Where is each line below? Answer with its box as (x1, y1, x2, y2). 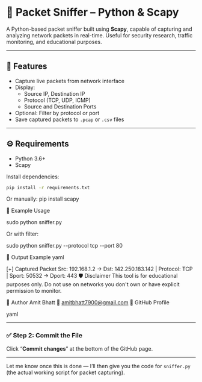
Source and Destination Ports (23, 102, 97, 110)
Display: (14, 84, 35, 91)
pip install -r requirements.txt (6, 184, 90, 190)
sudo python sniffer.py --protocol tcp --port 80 (6, 242, 123, 249)
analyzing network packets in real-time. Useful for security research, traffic (6, 31, 193, 39)
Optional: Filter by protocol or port (14, 109, 100, 116)
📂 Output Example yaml (6, 254, 64, 261)
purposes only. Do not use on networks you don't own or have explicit (6, 281, 180, 288)
